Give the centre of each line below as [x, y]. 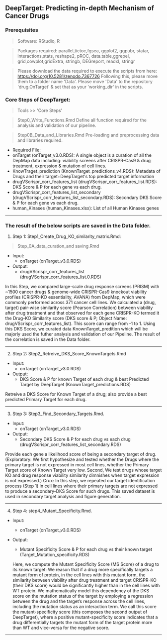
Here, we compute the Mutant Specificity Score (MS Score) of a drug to [86, 564]
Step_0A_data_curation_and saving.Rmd [58, 246]
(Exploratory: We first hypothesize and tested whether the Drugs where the [82, 459]
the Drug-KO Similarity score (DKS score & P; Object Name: [66, 319]
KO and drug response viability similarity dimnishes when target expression [82, 475]
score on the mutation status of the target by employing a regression [83, 596]
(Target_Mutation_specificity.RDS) [55, 555]
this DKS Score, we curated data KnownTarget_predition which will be [77, 329]
